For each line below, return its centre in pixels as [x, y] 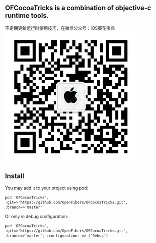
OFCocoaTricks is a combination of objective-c [78, 8]
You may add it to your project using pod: [47, 188]
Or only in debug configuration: [37, 216]
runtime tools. [27, 16]
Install [15, 176]
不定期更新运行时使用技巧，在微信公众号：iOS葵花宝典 [60, 28]
